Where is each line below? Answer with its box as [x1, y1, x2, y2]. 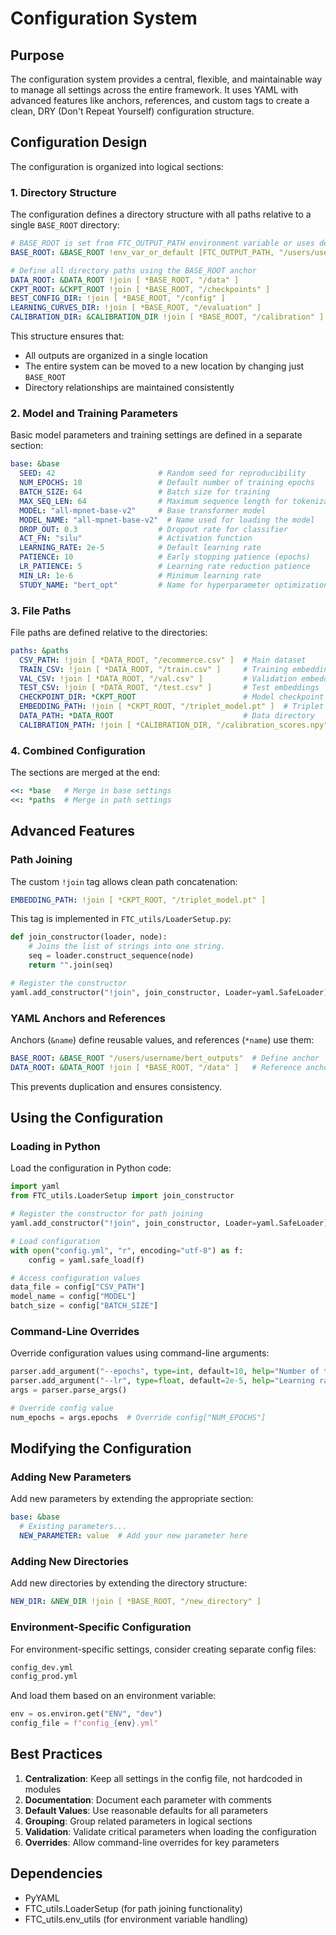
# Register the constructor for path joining [10, 1209, 203, 1219]
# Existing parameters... [19, 1522, 128, 1532]
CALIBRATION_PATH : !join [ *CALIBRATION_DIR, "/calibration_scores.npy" [19, 720, 329, 730]
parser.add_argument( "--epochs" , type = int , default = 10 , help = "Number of [10, 1367, 320, 1377]
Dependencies [10, 1865, 103, 1882]
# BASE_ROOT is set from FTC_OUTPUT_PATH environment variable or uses [10, 238, 315, 249]
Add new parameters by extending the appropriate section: [10, 1493, 254, 1505]
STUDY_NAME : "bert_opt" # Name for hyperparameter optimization [19, 580, 329, 590]
